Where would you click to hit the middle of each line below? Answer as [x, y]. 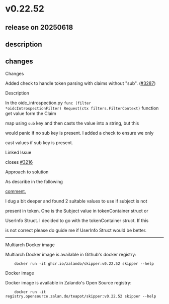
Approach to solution [27, 172]
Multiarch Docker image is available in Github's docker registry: [71, 254]
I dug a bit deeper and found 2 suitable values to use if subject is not [76, 201]
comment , [16, 191]
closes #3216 [19, 162]
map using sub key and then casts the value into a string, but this [72, 123]
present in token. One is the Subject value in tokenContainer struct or [77, 211]
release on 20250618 [39, 27]
